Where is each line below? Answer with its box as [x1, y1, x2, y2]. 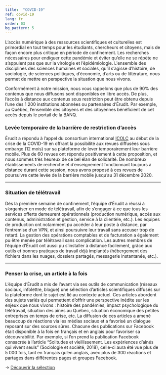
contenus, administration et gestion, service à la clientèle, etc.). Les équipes [5, 216, 160, 222]
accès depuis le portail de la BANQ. [5, 112, 78, 118]
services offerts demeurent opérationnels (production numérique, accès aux [5, 211, 161, 217]
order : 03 [5, 21, 26, 26]
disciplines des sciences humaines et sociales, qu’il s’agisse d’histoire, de [5, 65, 155, 72]
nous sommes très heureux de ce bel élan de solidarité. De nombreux [5, 156, 147, 162]
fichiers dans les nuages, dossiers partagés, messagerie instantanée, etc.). [5, 253, 158, 259]
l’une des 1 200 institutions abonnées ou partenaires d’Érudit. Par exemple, [5, 101, 157, 107]
